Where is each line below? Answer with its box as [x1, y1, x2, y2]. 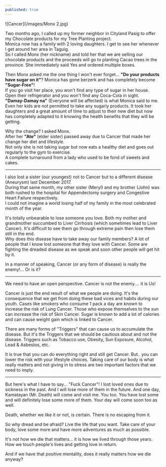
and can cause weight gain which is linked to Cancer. [5, 316, 114, 322]
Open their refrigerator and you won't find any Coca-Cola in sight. [5, 92, 139, 98]
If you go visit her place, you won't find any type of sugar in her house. [5, 87, 150, 93]
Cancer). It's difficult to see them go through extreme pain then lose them [5, 225, 155, 231]
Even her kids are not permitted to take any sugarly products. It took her [5, 103, 152, 109]
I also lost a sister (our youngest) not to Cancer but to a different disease [5, 174, 153, 180]
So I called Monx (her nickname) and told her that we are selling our [5, 51, 143, 57]
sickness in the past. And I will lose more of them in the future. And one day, [5, 386, 160, 392]
